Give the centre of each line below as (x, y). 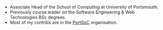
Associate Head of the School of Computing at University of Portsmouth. (84, 7)
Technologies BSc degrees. (38, 17)
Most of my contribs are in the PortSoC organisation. (63, 22)
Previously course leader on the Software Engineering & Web (72, 12)
